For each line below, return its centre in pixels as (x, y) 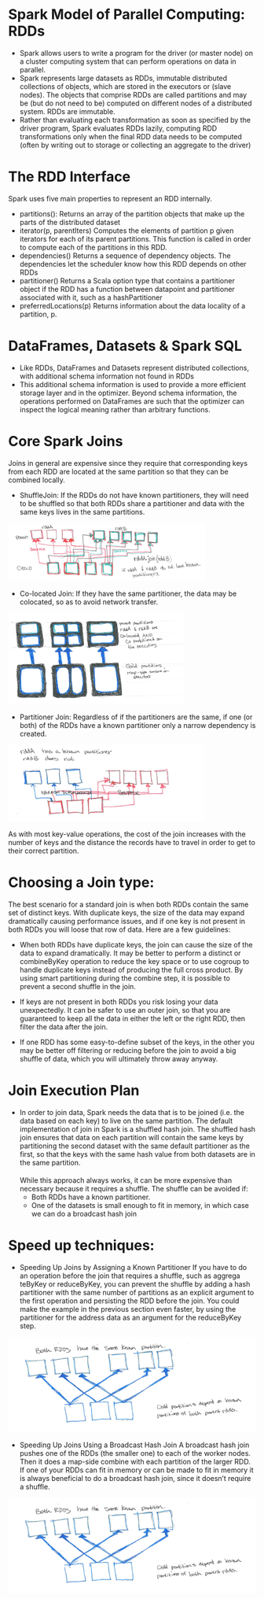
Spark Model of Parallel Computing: (127, 15)
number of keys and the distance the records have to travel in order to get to (132, 842)
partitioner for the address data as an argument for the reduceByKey (130, 1318)
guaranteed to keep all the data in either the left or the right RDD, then (132, 1018)
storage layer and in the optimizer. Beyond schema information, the (128, 393)
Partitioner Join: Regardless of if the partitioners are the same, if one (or (136, 717)
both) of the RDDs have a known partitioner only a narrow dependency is (137, 725)
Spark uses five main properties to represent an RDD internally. (110, 198)
